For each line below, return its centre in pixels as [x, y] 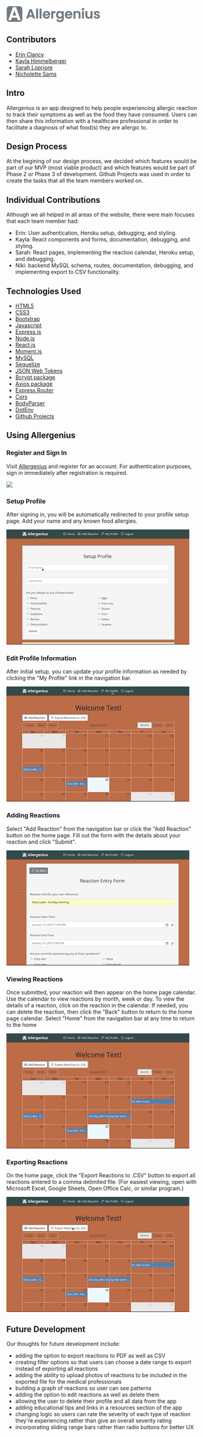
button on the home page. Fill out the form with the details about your [94, 835]
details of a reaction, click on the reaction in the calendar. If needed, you [97, 1005]
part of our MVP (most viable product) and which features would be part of [101, 167]
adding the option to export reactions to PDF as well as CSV [90, 1356]
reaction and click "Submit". [41, 842]
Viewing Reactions [35, 979]
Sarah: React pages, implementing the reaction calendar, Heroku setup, [105, 252]
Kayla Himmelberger [41, 61]
